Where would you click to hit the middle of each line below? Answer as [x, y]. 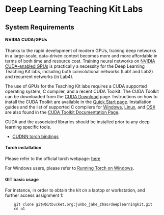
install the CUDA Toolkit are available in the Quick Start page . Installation [78, 102]
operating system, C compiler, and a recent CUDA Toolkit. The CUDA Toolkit [82, 91]
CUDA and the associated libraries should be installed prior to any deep [77, 122]
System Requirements [40, 27]
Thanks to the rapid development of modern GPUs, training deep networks [81, 51]
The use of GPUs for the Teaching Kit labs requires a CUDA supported [76, 86]
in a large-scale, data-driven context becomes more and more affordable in [81, 55]
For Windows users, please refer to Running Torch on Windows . [69, 168]
